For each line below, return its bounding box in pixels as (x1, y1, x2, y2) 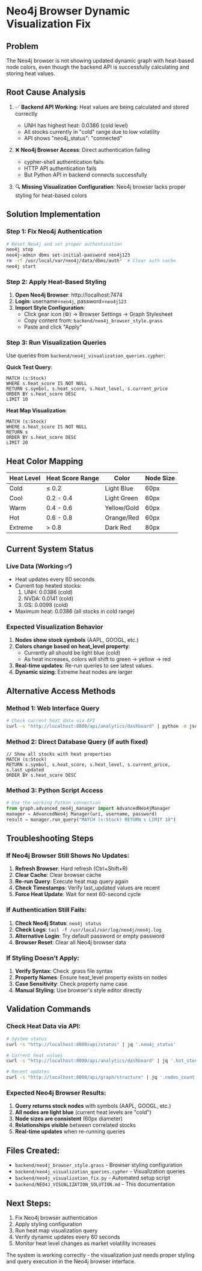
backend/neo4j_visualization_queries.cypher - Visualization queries (14, 1168, 185, 1175)
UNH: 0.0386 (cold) (23, 588, 73, 595)
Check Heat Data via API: (6, 1022, 81, 1031)
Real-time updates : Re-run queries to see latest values (14, 662, 152, 670)
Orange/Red (105, 513, 139, 522)
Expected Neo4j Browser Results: (6, 1088, 106, 1097)
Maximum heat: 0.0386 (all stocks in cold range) (14, 607, 135, 615)
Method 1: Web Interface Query (6, 704, 100, 712)
